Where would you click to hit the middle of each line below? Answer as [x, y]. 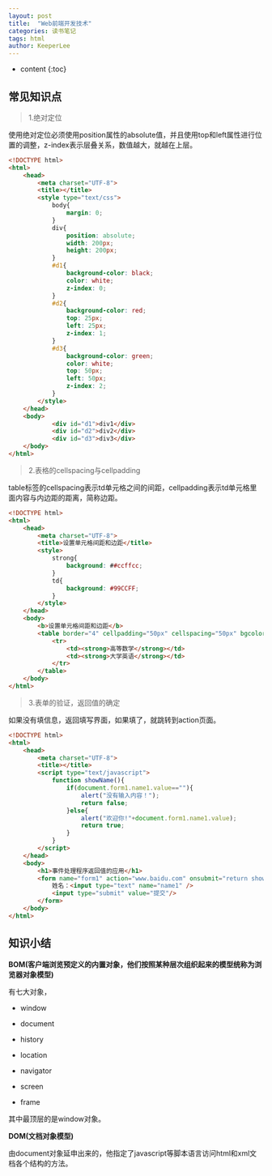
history [32, 1039]
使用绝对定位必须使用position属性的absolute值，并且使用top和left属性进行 [132, 134]
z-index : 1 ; [86, 334]
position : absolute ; [101, 236]
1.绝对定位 [45, 117]
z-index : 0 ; [86, 288]
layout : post [30, 16]
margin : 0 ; [85, 213]
